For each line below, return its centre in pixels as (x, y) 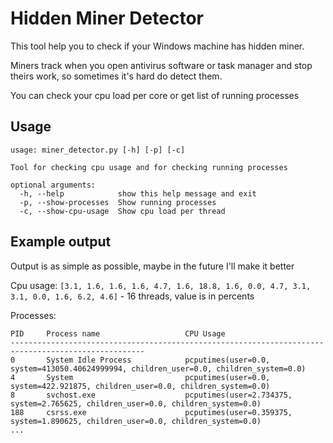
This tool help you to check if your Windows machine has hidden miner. (157, 46)
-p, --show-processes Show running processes (118, 202)
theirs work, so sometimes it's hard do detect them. (116, 76)
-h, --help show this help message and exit (138, 193)
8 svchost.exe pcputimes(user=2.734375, (151, 395)
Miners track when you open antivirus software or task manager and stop (161, 65)
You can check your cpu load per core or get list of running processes (155, 95)
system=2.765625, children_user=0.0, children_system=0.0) (136, 403)
